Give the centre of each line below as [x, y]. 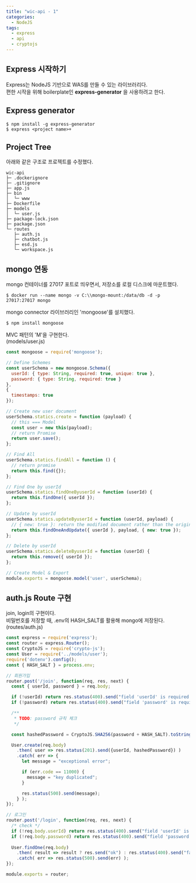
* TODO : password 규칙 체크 [45, 718]
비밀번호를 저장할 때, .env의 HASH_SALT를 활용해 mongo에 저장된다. [85, 620]
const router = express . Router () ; [48, 643]
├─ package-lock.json [32, 219]
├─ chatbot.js [31, 240]
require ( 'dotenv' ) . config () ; [41, 659]
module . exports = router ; [37, 875]
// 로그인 [16, 815]
